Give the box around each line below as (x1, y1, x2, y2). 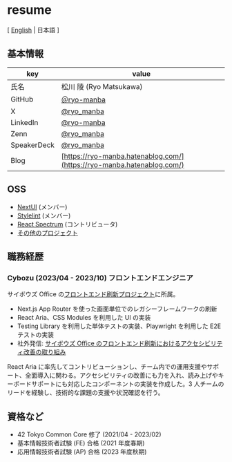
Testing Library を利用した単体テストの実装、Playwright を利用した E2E (17, 322, 222, 330)
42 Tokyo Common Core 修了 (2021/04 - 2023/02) (17, 430, 162, 439)
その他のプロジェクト (17, 229, 78, 237)
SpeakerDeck (10, 140, 55, 150)
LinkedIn (10, 117, 39, 127)
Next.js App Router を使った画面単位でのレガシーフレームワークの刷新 (17, 305, 217, 313)
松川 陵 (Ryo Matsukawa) (61, 81, 143, 91)
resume (7, 2, 52, 18)
